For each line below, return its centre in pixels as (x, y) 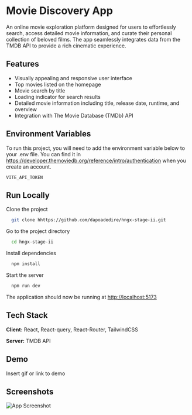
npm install (26, 264)
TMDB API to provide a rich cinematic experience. (66, 46)
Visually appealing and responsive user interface (73, 78)
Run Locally (28, 195)
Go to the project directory (38, 231)
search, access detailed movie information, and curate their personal (89, 33)
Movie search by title (40, 90)
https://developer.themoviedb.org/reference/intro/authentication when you (96, 160)
